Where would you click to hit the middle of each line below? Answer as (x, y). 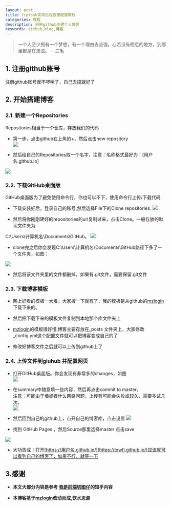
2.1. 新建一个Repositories (37, 115)
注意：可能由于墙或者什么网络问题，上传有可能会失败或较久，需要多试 (87, 396)
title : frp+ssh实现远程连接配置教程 (40, 15)
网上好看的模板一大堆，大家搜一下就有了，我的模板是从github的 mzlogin (88, 301)
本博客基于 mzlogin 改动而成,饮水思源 (51, 498)
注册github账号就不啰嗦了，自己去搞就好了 (50, 82)
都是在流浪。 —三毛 (43, 51)
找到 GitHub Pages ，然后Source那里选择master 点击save (73, 429)
